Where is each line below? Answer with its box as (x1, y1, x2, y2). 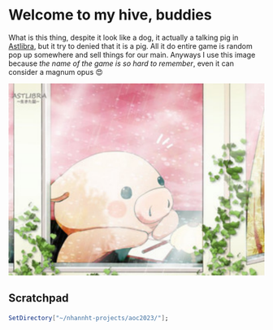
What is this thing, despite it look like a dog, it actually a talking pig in (8, 33, 239, 42)
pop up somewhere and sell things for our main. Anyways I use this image (8, 50, 256, 59)
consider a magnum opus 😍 (8, 67, 103, 76)
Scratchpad (8, 291, 69, 306)
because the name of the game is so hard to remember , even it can (8, 59, 234, 68)
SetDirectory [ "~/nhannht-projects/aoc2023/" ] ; (8, 314, 169, 322)
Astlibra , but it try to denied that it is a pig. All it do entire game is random (8, 41, 253, 50)
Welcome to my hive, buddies (8, 6, 213, 24)
